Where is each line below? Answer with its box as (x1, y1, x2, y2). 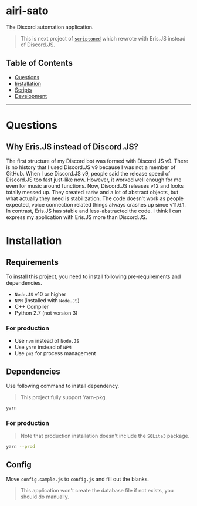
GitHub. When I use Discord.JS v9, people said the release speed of (6, 170, 171, 177)
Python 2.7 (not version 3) (14, 309, 78, 316)
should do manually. (20, 493, 69, 500)
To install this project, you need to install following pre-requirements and (6, 273, 181, 280)
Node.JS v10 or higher (14, 291, 66, 298)
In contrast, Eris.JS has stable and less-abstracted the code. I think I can (6, 207, 182, 214)
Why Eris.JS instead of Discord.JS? (6, 142, 139, 152)
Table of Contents (6, 58, 73, 68)
